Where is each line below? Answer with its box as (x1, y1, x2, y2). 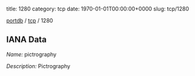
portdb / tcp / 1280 (6, 17, 53, 24)
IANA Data (6, 35, 47, 45)
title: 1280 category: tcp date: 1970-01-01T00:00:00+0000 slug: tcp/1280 (6, 5, 190, 12)
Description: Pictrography (6, 62, 71, 69)
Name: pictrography (6, 50, 56, 58)
